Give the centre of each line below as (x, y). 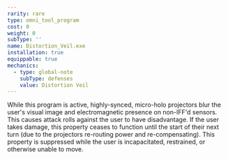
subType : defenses (46, 78)
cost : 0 (18, 26)
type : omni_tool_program (43, 20)
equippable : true (32, 59)
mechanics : (23, 66)
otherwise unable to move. (45, 149)
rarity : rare (26, 14)
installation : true (36, 53)
